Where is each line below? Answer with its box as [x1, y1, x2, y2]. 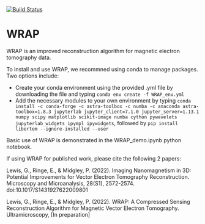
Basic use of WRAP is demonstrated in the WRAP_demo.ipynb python [6, 136, 182, 143]
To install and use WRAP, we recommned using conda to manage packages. [6, 65, 199, 73]
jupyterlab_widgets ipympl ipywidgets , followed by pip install [15, 119, 179, 126]
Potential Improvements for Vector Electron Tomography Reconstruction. [6, 173, 190, 180]
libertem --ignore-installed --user [15, 126, 109, 132]
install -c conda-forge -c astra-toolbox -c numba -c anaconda [15, 103, 181, 109]
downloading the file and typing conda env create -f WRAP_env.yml [15, 90, 185, 98]
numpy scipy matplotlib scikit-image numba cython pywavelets [15, 114, 177, 120]
